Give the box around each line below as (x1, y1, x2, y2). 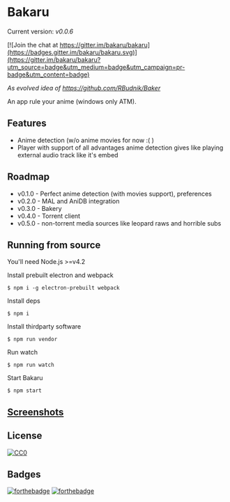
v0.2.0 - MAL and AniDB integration (17, 196, 120, 205)
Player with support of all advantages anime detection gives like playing (17, 143, 224, 152)
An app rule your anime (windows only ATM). (7, 97, 137, 105)
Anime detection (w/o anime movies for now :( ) (17, 136, 155, 144)
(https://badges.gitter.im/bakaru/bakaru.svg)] (7, 48, 137, 56)
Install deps (7, 297, 40, 305)
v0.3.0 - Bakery (17, 204, 62, 212)
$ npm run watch (7, 361, 54, 369)
